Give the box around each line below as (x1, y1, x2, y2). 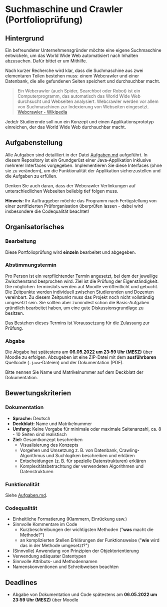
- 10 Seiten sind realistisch (12, 431, 67, 437)
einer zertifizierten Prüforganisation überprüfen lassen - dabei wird (5, 203, 143, 209)
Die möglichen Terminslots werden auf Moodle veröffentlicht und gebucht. (5, 283, 158, 289)
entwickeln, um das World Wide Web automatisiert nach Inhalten (5, 52, 138, 58)
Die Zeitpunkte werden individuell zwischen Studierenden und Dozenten (5, 289, 154, 295)
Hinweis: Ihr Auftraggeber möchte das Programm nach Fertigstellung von (5, 197, 157, 203)
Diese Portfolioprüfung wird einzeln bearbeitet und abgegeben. (5, 249, 136, 255)
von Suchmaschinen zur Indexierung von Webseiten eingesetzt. (17, 104, 149, 109)
